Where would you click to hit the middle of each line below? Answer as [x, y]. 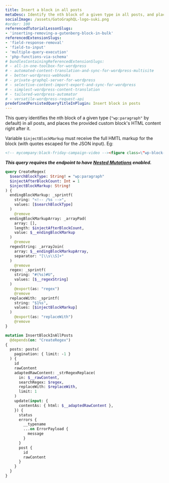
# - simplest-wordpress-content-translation [53, 89]
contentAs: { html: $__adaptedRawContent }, [66, 405]
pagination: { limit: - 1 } [43, 354]
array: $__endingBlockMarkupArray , [52, 251]
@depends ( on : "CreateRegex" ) [40, 340]
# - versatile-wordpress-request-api [45, 99]
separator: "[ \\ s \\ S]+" [39, 256]
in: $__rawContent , [39, 377]
